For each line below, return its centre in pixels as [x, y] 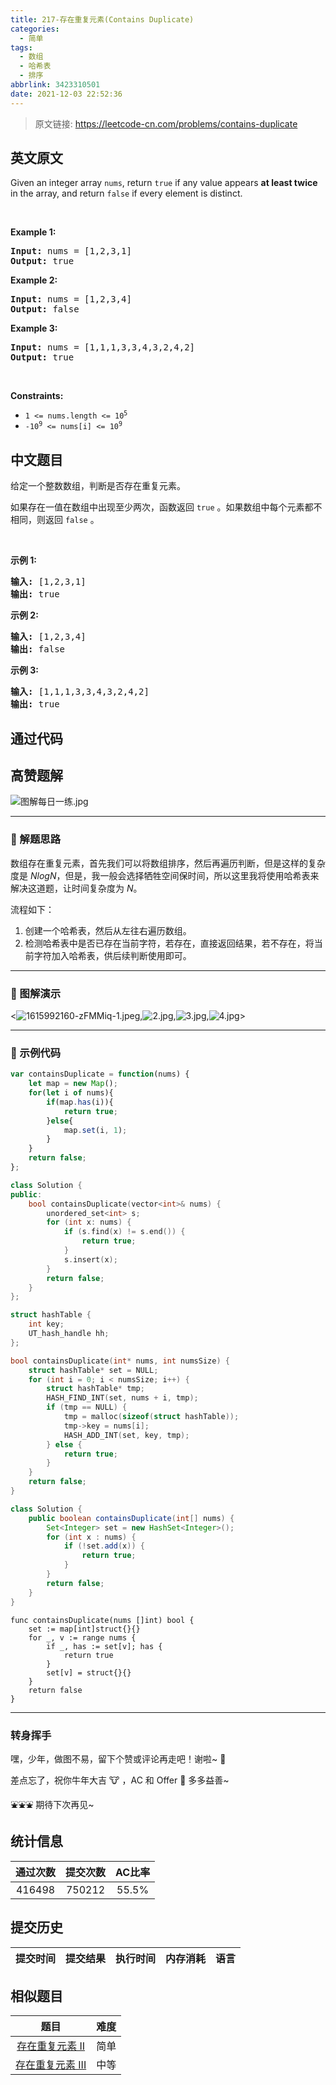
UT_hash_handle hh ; [69, 1334]
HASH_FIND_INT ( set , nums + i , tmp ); [122, 1398]
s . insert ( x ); [90, 1259]
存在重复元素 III [51, 2065]
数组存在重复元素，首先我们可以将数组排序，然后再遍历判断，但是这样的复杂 [168, 863]
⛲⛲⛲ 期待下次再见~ [52, 1804]
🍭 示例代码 [36, 1053]
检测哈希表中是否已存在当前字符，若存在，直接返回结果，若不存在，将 [169, 943]
